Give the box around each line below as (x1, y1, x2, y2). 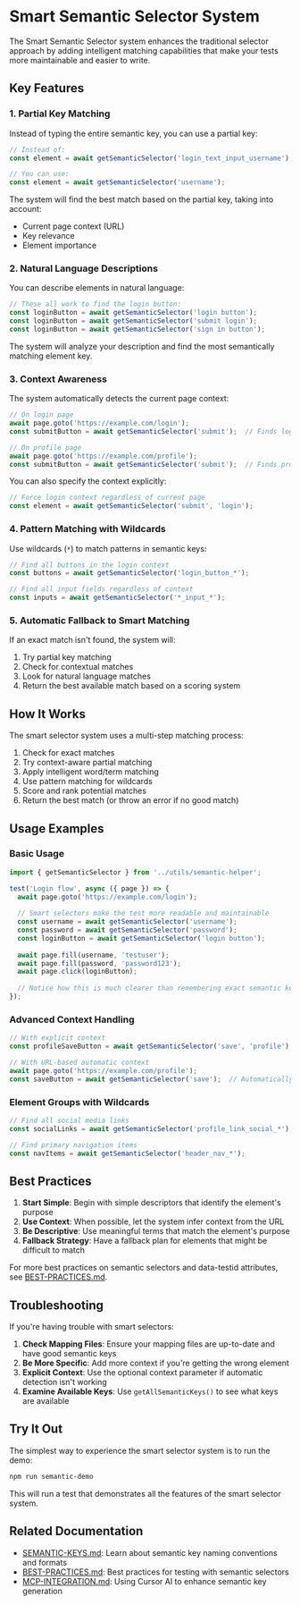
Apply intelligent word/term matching (21, 766, 159, 777)
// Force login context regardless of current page (9, 494, 205, 503)
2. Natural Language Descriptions (9, 262, 159, 275)
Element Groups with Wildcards (9, 1095, 150, 1108)
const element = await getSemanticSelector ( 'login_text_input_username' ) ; (9, 154, 294, 163)
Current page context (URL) (21, 221, 125, 232)
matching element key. (9, 351, 93, 361)
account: (9, 204, 42, 215)
